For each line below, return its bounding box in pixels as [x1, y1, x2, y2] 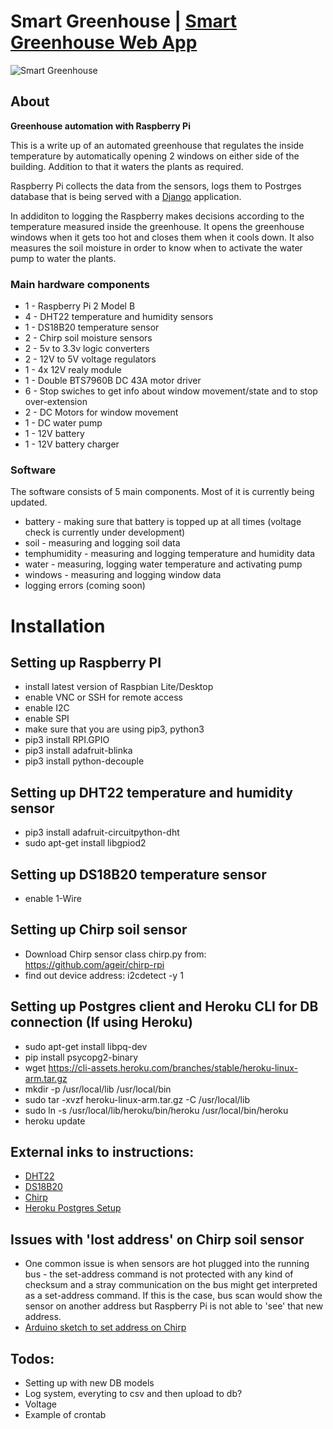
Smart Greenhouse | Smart [10, 10, 237, 33]
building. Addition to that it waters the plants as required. [10, 160, 244, 172]
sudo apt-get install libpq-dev [24, 1040, 148, 1052]
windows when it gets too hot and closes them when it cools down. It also [10, 231, 315, 243]
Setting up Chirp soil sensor [10, 921, 188, 939]
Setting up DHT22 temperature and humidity [10, 784, 293, 801]
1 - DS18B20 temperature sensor [24, 321, 160, 334]
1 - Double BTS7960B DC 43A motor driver [24, 375, 202, 387]
